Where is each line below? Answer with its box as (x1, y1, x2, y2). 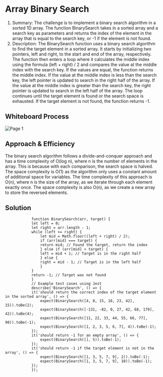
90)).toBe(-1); (5, 320, 36, 325)
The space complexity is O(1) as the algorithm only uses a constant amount (5, 168, 157, 174)
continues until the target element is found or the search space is (12, 93, 144, 99)
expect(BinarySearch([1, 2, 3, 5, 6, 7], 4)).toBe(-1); (40, 324, 157, 329)
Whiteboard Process (5, 112, 70, 121)
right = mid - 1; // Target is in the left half (40, 260, 141, 265)
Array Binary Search (5, 3, 90, 15)
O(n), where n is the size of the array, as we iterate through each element (5, 179, 153, 185)
